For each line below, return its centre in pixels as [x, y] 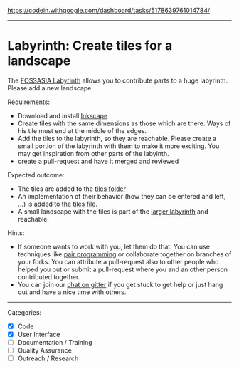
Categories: [25, 312]
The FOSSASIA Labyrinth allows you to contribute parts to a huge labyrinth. [118, 80]
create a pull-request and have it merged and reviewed [98, 161]
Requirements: [28, 102]
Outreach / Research [48, 358]
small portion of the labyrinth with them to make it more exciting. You [118, 146]
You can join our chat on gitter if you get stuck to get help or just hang [120, 284]
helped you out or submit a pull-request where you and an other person [122, 269]
